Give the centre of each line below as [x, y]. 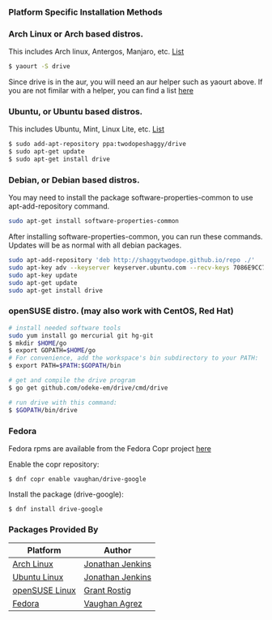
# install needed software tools [65, 328]
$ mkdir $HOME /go [38, 343]
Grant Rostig [108, 591]
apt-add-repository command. [59, 206]
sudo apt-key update [43, 275]
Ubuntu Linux [38, 577]
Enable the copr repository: [54, 464]
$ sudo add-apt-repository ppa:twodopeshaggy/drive [97, 144]
